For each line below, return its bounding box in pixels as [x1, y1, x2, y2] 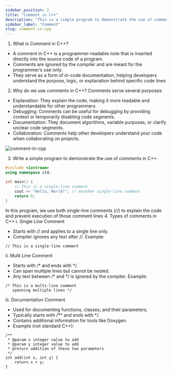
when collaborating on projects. [12, 136, 80, 142]
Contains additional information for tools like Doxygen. [12, 318, 127, 324]
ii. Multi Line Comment [5, 253, 53, 259]
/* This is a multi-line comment [5, 283, 77, 289]
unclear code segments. [12, 125, 64, 131]
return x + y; [14, 360, 45, 365]
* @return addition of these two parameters [7, 346, 104, 351]
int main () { [5, 179, 33, 184]
